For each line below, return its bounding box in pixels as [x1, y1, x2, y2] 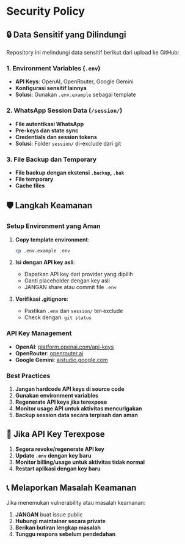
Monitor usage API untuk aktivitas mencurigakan [15, 405, 142, 412]
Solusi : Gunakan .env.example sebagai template [15, 91, 136, 99]
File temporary [15, 175, 54, 183]
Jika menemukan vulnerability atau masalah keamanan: [6, 499, 146, 506]
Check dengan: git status [24, 314, 92, 321]
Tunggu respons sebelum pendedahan [15, 530, 116, 537]
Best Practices [6, 371, 51, 380]
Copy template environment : [15, 236, 90, 243]
